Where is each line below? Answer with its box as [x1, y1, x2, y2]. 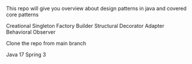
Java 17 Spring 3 [6, 51, 46, 58]
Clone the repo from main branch [6, 40, 87, 47]
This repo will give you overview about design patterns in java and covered [6, 5, 187, 12]
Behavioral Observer [6, 29, 56, 35]
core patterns [6, 11, 39, 18]
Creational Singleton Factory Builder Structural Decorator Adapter [6, 23, 164, 29]
